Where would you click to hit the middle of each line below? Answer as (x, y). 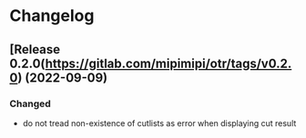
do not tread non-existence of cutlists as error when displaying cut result (159, 123)
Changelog (52, 16)
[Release (35, 49)
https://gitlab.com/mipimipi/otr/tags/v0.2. (168, 63)
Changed (31, 103)
